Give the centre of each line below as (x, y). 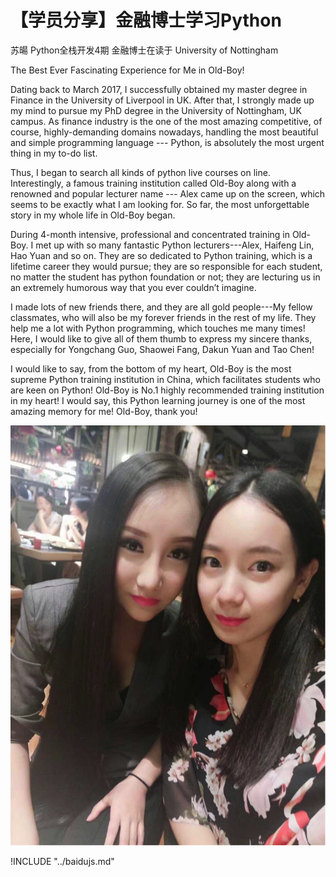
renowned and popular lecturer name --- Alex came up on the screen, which (168, 193)
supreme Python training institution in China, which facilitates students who (165, 379)
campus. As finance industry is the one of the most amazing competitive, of (166, 121)
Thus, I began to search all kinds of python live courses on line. (140, 172)
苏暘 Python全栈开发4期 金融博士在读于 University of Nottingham (144, 50)
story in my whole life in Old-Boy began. (93, 215)
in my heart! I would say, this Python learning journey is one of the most (158, 400)
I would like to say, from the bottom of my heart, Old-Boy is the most (151, 368)
